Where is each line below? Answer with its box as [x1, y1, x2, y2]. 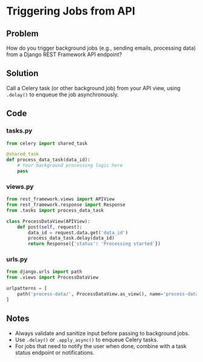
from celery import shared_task [6, 140, 88, 146]
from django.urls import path [6, 269, 83, 275]
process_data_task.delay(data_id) [28, 235, 115, 242]
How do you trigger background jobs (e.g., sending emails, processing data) [6, 44, 196, 51]
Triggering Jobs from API [6, 4, 135, 18]
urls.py [6, 255, 28, 264]
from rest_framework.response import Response [6, 202, 126, 208]
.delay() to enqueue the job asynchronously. [6, 91, 119, 98]
